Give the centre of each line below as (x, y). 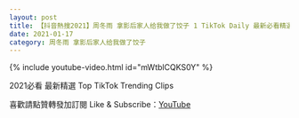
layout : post (33, 17)
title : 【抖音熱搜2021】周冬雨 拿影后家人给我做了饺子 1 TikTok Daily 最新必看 (145, 26)
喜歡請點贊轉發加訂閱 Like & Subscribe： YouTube (100, 105)
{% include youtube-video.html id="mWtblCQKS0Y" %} (111, 67)
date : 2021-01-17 (41, 34)
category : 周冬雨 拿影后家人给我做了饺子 (78, 42)
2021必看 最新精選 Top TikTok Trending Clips (92, 86)
